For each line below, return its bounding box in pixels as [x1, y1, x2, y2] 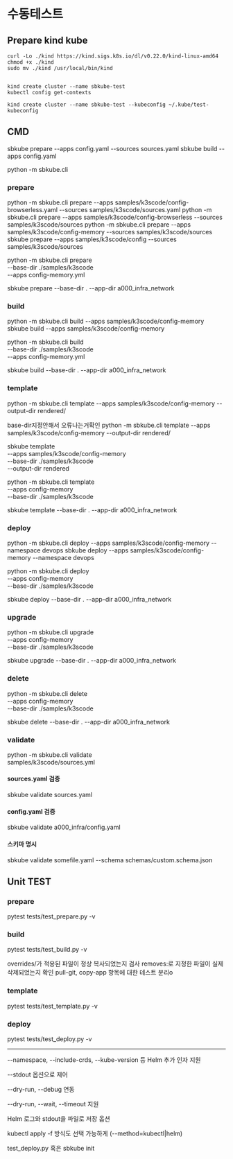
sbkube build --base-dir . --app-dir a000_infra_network [7, 366, 166, 374]
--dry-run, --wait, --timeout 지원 [7, 1100, 99, 1108]
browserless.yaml [7, 206, 58, 214]
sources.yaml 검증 [7, 774, 60, 783]
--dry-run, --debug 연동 [7, 1086, 75, 1094]
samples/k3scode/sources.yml [7, 758, 96, 766]
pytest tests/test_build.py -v [7, 946, 87, 954]
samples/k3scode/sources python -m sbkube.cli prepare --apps [7, 220, 191, 229]
